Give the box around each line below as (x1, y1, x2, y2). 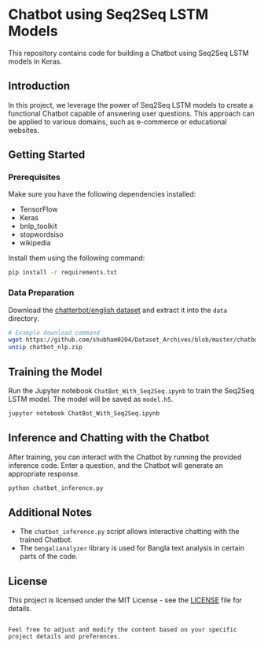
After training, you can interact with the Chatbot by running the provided (8, 452, 242, 462)
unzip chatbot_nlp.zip (8, 344, 82, 352)
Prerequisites (8, 171, 60, 182)
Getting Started (8, 148, 86, 162)
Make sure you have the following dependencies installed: (8, 190, 196, 199)
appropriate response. (8, 469, 80, 478)
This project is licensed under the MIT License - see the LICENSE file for (8, 595, 242, 605)
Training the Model (8, 365, 103, 378)
